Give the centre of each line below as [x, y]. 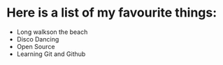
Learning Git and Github [51, 54]
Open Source [36, 46]
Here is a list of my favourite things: [112, 13]
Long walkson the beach [52, 32]
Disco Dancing [38, 39]
